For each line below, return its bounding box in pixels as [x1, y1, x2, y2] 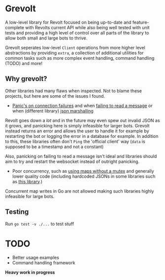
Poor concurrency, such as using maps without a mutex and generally [12, 168, 154, 174]
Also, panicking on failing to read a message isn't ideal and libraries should [5, 153, 157, 159]
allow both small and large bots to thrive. [5, 35, 88, 41]
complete [5, 24, 25, 30]
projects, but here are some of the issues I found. [5, 93, 105, 99]
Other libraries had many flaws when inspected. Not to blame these [5, 87, 142, 94]
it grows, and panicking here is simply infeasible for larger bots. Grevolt [5, 122, 150, 128]
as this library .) [12, 178, 43, 184]
